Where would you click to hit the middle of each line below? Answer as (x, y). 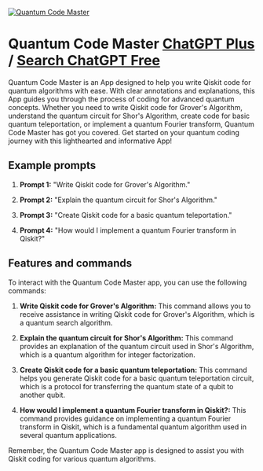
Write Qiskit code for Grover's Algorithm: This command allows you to (135, 306)
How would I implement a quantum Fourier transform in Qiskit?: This (133, 410)
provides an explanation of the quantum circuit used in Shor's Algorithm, (137, 346)
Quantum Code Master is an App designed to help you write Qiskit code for (130, 82)
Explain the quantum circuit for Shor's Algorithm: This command (126, 337)
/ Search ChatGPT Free (84, 61)
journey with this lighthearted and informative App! (90, 141)
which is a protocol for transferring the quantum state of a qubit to (126, 386)
